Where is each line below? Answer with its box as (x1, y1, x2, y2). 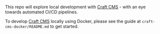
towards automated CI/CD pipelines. (5, 9, 78, 15)
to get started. (50, 23, 79, 29)
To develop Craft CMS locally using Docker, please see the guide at (5, 19, 141, 24)
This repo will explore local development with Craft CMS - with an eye (5, 4, 146, 10)
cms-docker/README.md (5, 24, 49, 29)
